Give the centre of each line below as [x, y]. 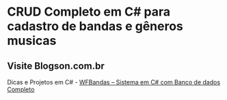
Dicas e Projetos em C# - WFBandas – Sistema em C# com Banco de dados [114, 82]
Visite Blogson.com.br [56, 66]
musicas [32, 41]
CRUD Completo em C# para [89, 12]
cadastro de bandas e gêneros [95, 26]
